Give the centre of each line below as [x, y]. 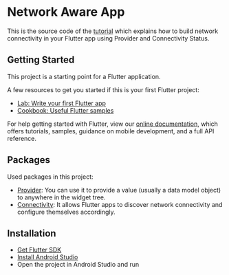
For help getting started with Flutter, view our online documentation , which [113, 124]
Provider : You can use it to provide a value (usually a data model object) [119, 190]
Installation [32, 233]
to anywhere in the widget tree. [61, 197]
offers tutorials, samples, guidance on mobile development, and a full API [111, 131]
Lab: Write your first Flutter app [62, 103]
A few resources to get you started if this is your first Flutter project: [103, 89]
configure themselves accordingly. [66, 212]
